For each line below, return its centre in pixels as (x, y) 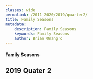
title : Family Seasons (29, 19)
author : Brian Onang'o (39, 39)
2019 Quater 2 (28, 71)
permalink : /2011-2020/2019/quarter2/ (46, 15)
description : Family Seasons (45, 29)
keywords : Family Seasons (42, 34)
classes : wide (20, 10)
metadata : (16, 24)
